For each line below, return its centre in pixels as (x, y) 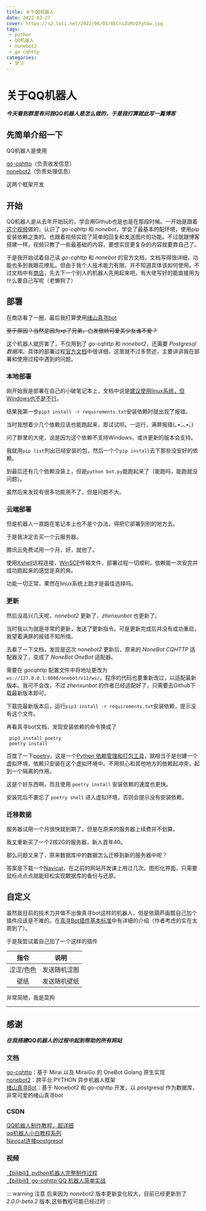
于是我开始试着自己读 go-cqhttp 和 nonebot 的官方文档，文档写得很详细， (100, 257)
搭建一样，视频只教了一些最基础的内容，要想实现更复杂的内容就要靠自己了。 (103, 245)
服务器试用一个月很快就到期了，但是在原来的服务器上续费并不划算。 (92, 829)
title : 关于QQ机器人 (30, 12)
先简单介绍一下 (35, 135)
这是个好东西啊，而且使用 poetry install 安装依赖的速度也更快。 (89, 784)
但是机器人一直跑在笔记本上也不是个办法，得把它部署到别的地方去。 (92, 524)
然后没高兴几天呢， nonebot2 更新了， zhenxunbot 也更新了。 (83, 615)
